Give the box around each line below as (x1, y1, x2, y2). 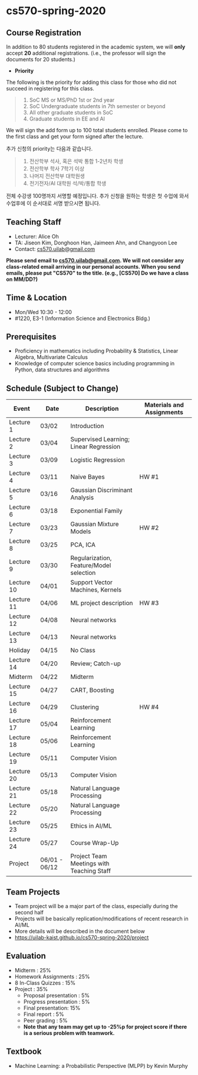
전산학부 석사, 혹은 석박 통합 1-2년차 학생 (29, 158, 124, 165)
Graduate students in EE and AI (29, 115, 105, 122)
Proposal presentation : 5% (23, 992, 90, 999)
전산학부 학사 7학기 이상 (29, 165, 85, 172)
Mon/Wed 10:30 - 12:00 (14, 308, 72, 315)
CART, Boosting (70, 686, 114, 694)
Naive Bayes (70, 473, 105, 481)
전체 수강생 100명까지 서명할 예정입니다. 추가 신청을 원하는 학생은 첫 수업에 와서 (6, 192, 189, 199)
